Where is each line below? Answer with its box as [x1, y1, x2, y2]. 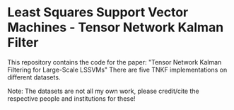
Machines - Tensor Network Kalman [7, 19, 224, 35]
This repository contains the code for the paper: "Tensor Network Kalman [7, 57, 222, 66]
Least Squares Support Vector [7, 4, 189, 21]
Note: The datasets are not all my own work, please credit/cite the [7, 87, 199, 95]
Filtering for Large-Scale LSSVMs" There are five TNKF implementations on [7, 65, 228, 74]
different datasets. [7, 72, 61, 82]
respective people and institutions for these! [7, 94, 136, 103]
